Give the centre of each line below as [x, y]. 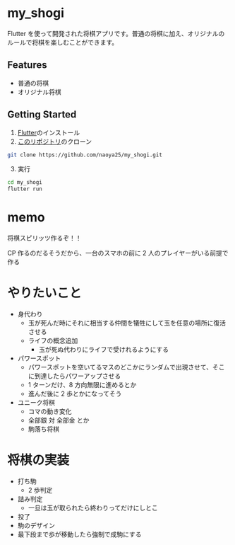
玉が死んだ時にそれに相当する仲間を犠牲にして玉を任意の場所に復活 [127, 323]
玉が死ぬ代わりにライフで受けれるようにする [104, 350]
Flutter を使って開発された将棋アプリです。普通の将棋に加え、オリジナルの [116, 33]
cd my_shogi [25, 183]
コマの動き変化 [50, 411]
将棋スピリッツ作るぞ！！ [44, 238]
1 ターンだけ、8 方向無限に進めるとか [82, 385]
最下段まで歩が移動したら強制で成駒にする [79, 534]
